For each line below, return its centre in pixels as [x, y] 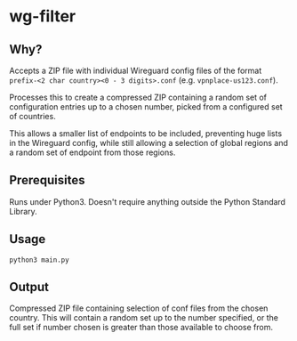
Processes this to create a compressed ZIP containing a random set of [138, 97]
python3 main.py [39, 260]
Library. [23, 211]
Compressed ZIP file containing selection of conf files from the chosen [139, 308]
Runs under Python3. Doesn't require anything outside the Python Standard [148, 201]
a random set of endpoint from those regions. [92, 152]
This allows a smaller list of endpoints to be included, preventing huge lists [146, 134]
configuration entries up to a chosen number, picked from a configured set [146, 107]
